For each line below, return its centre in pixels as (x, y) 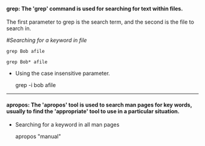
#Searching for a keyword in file (47, 40)
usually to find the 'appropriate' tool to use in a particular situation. (93, 111)
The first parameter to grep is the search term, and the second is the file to (100, 22)
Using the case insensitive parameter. (63, 74)
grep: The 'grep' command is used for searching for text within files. (95, 9)
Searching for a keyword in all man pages (67, 125)
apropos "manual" (38, 136)
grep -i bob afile (35, 85)
